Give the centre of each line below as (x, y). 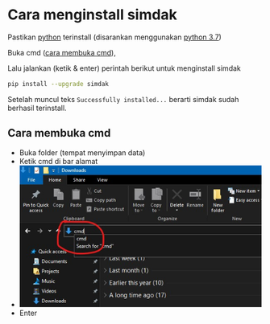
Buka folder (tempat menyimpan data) (82, 152)
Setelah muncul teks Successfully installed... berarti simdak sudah (123, 99)
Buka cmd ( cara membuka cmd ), (62, 52)
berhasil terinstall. (37, 108)
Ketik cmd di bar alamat (58, 161)
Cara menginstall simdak (93, 15)
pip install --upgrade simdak (58, 84)
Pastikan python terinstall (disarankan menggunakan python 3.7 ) (115, 37)
